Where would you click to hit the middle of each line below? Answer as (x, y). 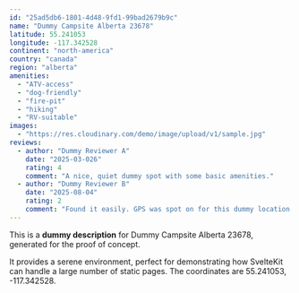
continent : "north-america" (62, 51)
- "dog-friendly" (50, 92)
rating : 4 (44, 168)
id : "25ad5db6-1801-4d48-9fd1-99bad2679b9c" (94, 17)
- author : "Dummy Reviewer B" (73, 185)
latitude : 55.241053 (48, 34)
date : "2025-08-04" (62, 193)
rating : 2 (44, 201)
